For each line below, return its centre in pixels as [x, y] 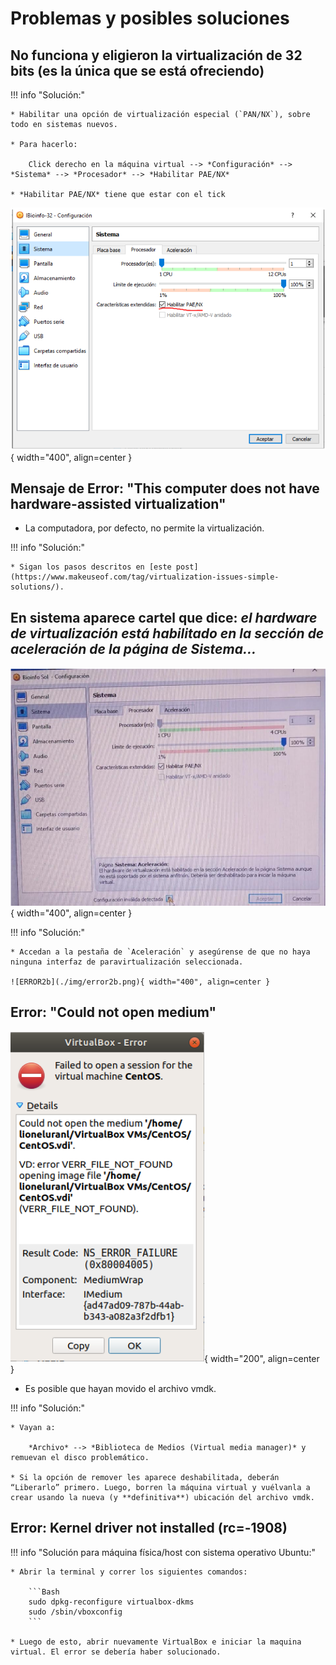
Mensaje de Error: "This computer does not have [165, 488]
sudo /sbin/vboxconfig [75, 1612]
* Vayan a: [33, 1427]
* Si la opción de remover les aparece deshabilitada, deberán [145, 1477]
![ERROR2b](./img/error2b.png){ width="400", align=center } [140, 982]
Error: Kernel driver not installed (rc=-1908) [149, 1528]
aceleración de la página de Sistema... [133, 648]
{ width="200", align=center [262, 1358]
